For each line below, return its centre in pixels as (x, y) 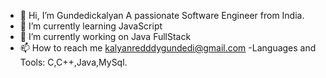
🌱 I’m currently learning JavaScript (91, 26)
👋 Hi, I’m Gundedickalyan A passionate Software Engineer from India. (162, 15)
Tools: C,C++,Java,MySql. (73, 62)
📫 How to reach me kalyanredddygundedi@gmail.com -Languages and (168, 48)
